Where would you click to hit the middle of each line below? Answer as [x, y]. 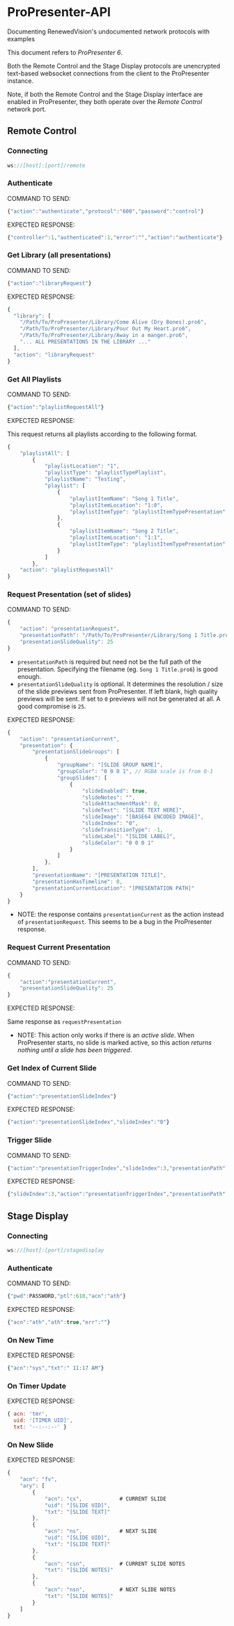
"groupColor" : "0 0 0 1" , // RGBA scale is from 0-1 [135, 772]
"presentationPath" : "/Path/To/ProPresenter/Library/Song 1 [109, 636]
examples [21, 38]
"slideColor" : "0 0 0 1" [118, 843]
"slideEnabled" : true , [115, 791]
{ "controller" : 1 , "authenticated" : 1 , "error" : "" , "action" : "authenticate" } [115, 237]
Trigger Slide [30, 1140]
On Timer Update [37, 1386]
